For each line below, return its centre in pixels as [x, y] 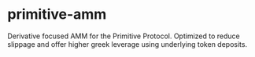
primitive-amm [57, 14]
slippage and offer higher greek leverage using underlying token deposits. [128, 44]
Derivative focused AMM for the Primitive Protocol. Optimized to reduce [124, 36]
